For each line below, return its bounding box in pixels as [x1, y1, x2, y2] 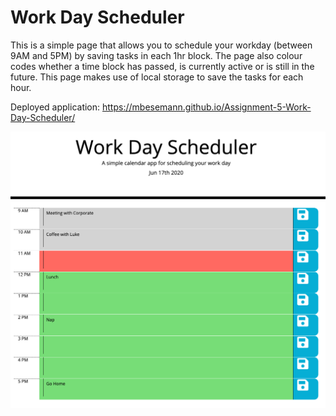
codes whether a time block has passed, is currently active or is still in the [10, 60, 315, 72]
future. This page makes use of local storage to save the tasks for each [10, 71, 304, 83]
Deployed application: [10, 101, 101, 113]
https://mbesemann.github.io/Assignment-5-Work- [102, 101, 312, 113]
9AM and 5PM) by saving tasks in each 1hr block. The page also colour [10, 49, 303, 61]
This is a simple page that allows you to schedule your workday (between [10, 39, 313, 51]
